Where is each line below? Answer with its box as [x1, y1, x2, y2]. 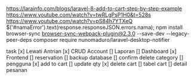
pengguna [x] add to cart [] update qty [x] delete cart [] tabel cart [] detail [6, 60, 187, 67]
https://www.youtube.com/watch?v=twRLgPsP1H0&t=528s [6, 11, 151, 18]
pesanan [6, 67, 28, 73]
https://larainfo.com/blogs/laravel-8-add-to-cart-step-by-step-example [6, 5, 182, 12]
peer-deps [6, 37, 32, 43]
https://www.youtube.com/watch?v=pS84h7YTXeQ [6, 18, 133, 24]
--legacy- [166, 30, 190, 37]
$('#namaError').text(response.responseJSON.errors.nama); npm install [6, 24, 183, 31]
